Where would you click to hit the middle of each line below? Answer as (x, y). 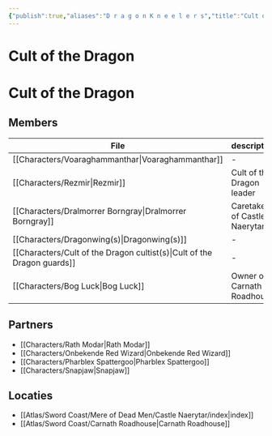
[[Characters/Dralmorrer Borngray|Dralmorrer (100, 211)
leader (243, 193)
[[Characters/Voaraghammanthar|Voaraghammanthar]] (118, 159)
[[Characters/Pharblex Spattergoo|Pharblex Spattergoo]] (115, 361)
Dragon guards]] (44, 263)
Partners (31, 325)
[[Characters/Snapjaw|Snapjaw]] (75, 370)
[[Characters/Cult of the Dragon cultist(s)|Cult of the (113, 252)
